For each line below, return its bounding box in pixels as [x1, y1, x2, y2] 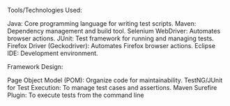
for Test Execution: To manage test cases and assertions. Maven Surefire [7, 84, 217, 91]
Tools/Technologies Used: [7, 6, 82, 14]
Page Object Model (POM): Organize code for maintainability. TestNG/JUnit [7, 76, 223, 84]
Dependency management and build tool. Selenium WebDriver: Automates [7, 27, 221, 35]
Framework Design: [7, 63, 63, 70]
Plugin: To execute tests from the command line [7, 91, 144, 99]
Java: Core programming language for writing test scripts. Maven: [7, 20, 197, 27]
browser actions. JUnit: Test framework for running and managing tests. [7, 34, 214, 43]
